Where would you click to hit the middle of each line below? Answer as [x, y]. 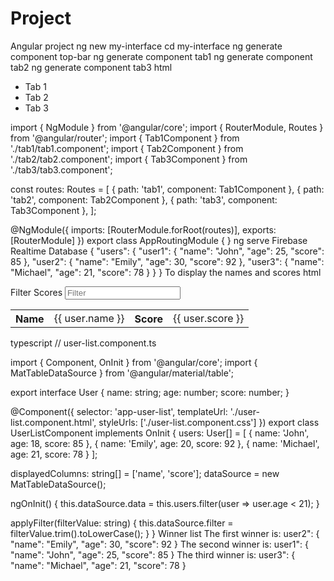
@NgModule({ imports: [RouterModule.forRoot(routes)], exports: [143, 229]
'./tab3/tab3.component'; [61, 169]
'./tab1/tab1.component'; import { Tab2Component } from [127, 148]
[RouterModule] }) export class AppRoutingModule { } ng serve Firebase [159, 240]
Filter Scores [36, 292]
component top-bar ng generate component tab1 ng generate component [161, 56]
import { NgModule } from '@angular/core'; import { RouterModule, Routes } [167, 127]
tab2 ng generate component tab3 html [91, 67]
